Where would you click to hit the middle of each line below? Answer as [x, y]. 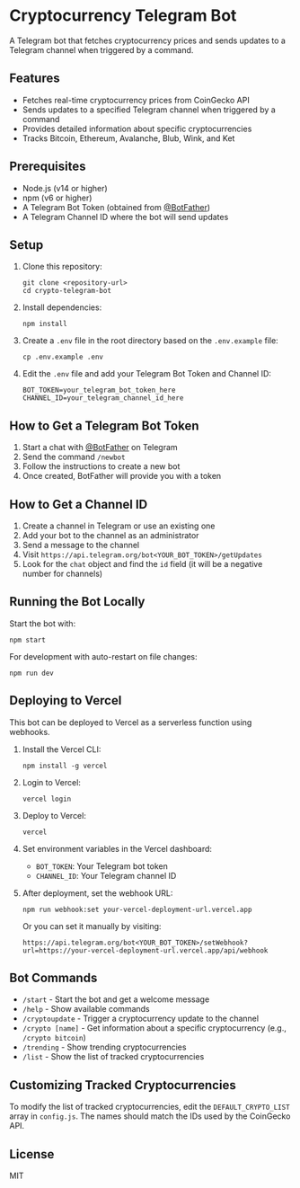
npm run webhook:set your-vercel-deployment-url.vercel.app [137, 909]
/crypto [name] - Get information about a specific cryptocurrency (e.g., [154, 1028]
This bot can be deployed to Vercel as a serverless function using [131, 722]
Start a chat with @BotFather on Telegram [100, 448]
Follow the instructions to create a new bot [101, 466]
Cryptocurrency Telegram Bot [123, 16]
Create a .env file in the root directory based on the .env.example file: [150, 341]
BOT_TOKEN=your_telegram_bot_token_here [99, 390]
